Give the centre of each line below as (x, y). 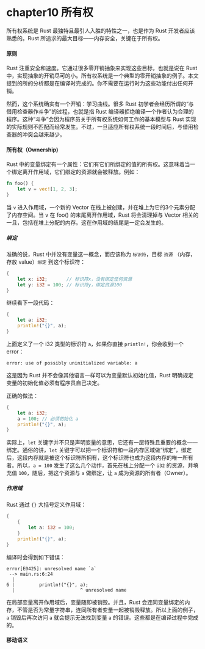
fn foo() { (20, 184)
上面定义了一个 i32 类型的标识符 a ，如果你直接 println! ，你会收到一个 (95, 344)
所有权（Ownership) (32, 150)
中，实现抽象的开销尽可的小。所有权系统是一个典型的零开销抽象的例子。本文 (103, 76)
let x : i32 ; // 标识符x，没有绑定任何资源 (75, 279)
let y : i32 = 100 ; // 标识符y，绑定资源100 (70, 285)
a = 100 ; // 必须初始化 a (48, 419)
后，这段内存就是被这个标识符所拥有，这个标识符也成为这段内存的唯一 (95, 458)
